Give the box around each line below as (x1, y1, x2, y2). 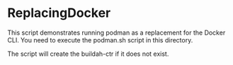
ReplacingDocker (7, 5, 111, 21)
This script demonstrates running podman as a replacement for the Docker (7, 28, 226, 37)
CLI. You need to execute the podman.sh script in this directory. (7, 35, 193, 44)
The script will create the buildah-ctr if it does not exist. (7, 49, 169, 58)
